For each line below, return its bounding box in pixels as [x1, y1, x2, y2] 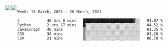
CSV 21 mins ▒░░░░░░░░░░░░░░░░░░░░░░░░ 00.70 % [17, 36, 163, 41]
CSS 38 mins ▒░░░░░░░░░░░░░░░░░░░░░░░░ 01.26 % [17, 31, 163, 36]
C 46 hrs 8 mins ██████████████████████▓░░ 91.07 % [17, 18, 163, 23]
